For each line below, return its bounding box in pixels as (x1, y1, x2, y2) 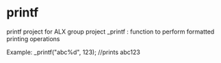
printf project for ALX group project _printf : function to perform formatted (6, 27, 215, 36)
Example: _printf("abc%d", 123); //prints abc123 (6, 48, 141, 56)
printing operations (6, 34, 60, 42)
